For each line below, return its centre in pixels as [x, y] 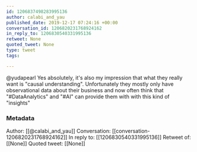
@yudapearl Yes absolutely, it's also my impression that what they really [94, 77]
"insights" [18, 103]
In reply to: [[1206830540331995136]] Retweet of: [130, 137]
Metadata [20, 118]
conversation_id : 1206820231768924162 [54, 28]
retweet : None [24, 39]
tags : [13, 56]
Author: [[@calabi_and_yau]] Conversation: [58, 131]
